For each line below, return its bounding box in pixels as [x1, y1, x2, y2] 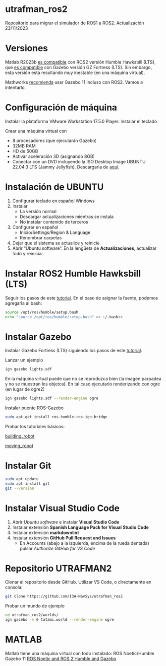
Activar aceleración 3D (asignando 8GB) [12, 153, 95, 159]
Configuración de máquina [5, 102, 117, 113]
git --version [5, 486, 35, 491]
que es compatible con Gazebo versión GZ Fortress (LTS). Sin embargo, [5, 64, 152, 70]
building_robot [5, 433, 35, 439]
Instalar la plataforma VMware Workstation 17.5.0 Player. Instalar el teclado [5, 118, 157, 124]
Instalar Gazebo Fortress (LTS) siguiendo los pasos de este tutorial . [5, 348, 142, 354]
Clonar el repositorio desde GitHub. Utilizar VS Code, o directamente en [5, 579, 152, 585]
